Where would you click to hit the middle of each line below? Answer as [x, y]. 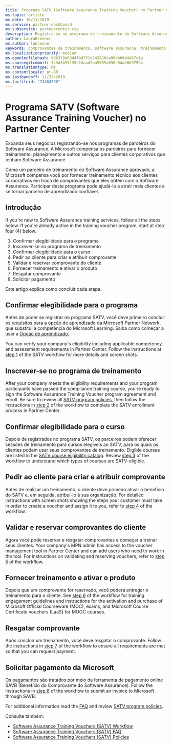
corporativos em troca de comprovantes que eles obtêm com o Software [82, 180]
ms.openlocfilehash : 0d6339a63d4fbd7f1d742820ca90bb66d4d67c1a [74, 58]
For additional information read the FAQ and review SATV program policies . [84, 706]
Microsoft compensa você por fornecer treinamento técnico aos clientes [82, 175]
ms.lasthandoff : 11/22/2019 [35, 77]
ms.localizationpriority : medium [41, 53]
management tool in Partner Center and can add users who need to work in [85, 551]
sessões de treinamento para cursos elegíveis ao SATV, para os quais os [82, 444]
